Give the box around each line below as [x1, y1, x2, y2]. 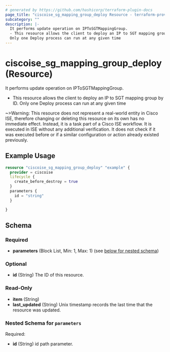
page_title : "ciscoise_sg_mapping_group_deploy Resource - [5, 12, 133, 17]
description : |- [5, 21, 39, 27]
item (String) [12, 296, 39, 302]
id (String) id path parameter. [12, 341, 73, 347]
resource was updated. [12, 307, 61, 313]
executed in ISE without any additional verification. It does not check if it [5, 126, 156, 132]
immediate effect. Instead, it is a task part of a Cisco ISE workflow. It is [5, 121, 152, 127]
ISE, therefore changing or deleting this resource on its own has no [5, 115, 145, 122]
